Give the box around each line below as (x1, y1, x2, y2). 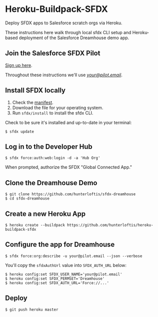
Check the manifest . (12, 99, 53, 105)
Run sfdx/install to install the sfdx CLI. (12, 110, 94, 116)
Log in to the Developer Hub (5, 142, 93, 151)
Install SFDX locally (5, 86, 66, 95)
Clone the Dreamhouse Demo (5, 178, 98, 187)
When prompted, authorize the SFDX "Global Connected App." (5, 164, 132, 170)
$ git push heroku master (5, 307, 58, 312)
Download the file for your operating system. (12, 105, 104, 110)
